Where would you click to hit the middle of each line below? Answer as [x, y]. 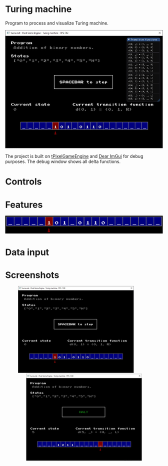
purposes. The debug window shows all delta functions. [63, 161]
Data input [27, 252]
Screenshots [32, 275]
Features [24, 205]
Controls [23, 182]
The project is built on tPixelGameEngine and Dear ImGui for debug [74, 156]
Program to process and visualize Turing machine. [57, 23]
